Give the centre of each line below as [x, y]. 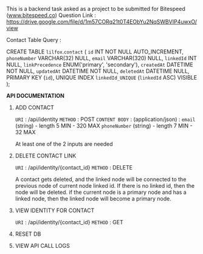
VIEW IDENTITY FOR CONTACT [55, 210]
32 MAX [25, 132]
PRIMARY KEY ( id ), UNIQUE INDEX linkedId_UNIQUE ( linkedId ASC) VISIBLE [102, 77]
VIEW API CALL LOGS [42, 246]
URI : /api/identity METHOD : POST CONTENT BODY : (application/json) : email [105, 119]
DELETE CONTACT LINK [46, 156]
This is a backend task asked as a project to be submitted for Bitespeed [96, 9]
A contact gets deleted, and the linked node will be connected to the [101, 179]
